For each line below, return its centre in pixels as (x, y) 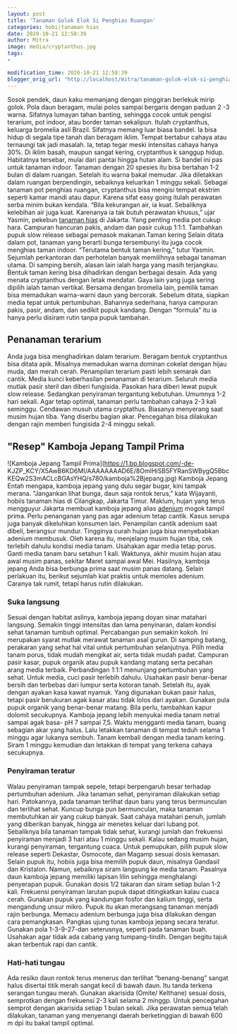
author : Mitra (28, 40)
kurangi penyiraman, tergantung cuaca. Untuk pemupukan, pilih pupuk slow (117, 847)
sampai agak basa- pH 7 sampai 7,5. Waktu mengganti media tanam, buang (117, 723)
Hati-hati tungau (36, 963)
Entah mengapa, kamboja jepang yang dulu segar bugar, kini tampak (107, 486)
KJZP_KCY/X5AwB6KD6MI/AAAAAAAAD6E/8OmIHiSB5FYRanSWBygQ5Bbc (119, 471)
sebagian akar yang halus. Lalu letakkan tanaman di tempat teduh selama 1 (116, 730)
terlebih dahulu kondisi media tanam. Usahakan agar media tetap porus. (112, 546)
